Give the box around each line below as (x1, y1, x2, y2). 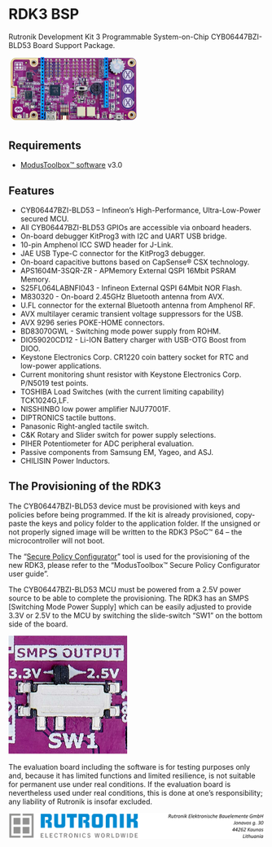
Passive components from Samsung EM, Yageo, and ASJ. (20, 448, 214, 457)
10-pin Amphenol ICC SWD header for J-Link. (20, 240, 173, 250)
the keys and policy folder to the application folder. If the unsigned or (29, 518, 261, 528)
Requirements (8, 138, 81, 152)
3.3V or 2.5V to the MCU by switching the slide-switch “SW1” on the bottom (8, 610, 263, 620)
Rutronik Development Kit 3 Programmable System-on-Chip (8, 32, 209, 41)
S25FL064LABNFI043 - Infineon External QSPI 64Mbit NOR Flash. (20, 283, 243, 293)
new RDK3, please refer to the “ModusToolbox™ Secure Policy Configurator (8, 560, 261, 570)
